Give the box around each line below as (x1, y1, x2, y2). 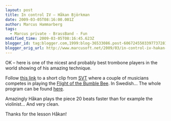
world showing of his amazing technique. (5, 65, 92, 71)
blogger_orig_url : (5, 45, 44, 51)
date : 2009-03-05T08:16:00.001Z (5, 17, 74, 22)
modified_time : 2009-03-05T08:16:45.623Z (5, 36, 95, 41)
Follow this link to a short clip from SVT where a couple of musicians (5, 75, 149, 81)
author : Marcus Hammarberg (5, 21, 63, 27)
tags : (5, 27, 17, 32)
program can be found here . (5, 85, 65, 92)
